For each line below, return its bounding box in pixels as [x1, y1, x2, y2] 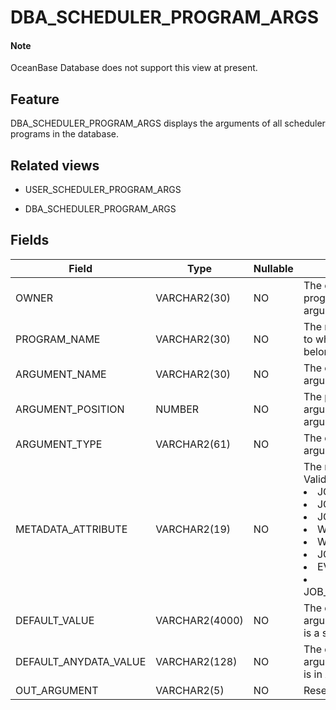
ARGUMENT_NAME [15, 367, 107, 381]
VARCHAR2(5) [155, 683, 225, 697]
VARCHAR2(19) [155, 522, 232, 536]
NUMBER [155, 402, 200, 416]
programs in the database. [10, 128, 119, 140]
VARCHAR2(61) [155, 437, 232, 451]
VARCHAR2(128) [155, 654, 238, 668]
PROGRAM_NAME [15, 332, 101, 346]
